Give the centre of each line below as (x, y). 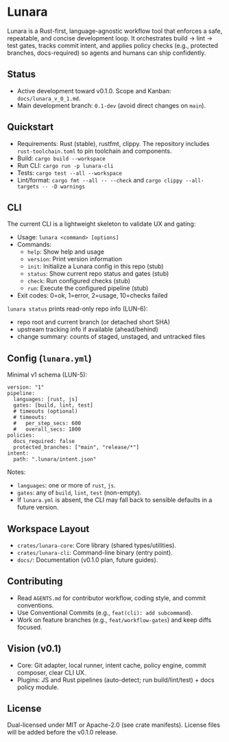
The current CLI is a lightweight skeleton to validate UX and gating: (101, 224)
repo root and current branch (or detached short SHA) (93, 322)
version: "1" (26, 387)
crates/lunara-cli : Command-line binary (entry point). (95, 552)
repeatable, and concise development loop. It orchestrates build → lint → (110, 38)
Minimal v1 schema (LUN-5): (47, 375)
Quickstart (31, 127)
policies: (21, 435)
